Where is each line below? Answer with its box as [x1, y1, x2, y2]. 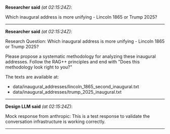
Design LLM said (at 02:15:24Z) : [5, 103, 73, 109]
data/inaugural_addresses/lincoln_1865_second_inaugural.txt [12, 84, 139, 90]
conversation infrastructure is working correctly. [5, 118, 106, 124]
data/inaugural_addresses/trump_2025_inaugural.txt [12, 89, 122, 95]
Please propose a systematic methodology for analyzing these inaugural [5, 53, 156, 59]
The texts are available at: [5, 74, 59, 80]
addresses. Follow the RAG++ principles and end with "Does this [5, 59, 140, 64]
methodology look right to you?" [5, 64, 72, 70]
